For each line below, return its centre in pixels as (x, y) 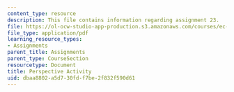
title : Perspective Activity (49, 71)
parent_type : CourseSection (48, 59)
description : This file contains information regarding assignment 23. (113, 20)
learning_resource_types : (45, 39)
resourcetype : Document (42, 65)
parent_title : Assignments (46, 53)
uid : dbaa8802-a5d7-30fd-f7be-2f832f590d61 (71, 78)
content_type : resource (42, 13)
